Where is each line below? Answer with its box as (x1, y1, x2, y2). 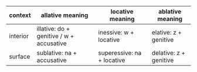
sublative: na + (36, 49, 77, 57)
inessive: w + (98, 29, 134, 36)
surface (9, 53, 30, 60)
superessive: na (98, 49, 142, 57)
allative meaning (40, 11, 89, 19)
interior (9, 32, 29, 40)
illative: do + (36, 25, 70, 33)
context (9, 11, 31, 19)
